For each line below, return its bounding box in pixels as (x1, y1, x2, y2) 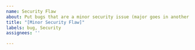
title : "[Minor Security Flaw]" (6, 19, 85, 25)
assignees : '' (6, 30, 41, 36)
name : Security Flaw (6, 8, 57, 15)
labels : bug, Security (6, 24, 61, 31)
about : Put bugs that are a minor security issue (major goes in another (6, 14, 190, 20)
